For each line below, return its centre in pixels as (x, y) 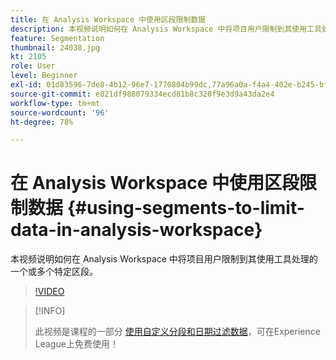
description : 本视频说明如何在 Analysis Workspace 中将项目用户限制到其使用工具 (166, 29)
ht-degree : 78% (42, 122)
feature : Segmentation (57, 38)
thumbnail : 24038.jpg (55, 47)
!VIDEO (49, 292)
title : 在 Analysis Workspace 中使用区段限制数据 (108, 19)
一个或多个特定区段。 (54, 272)
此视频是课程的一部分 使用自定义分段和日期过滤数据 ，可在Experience (177, 332)
